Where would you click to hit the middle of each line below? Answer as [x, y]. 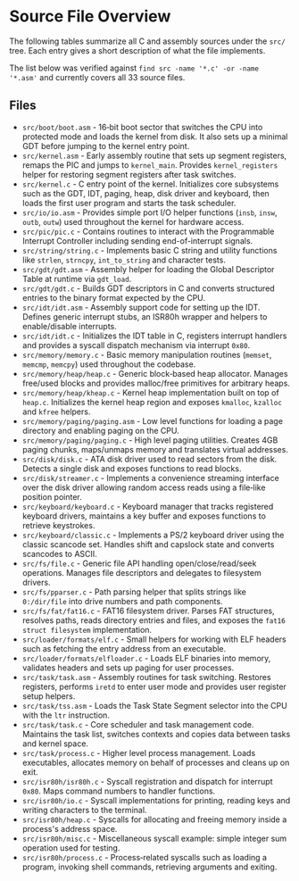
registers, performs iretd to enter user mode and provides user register [154, 686]
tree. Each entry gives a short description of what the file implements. [137, 50]
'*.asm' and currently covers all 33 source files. [97, 77]
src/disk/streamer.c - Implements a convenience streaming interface [150, 478]
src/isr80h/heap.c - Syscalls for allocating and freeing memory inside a [154, 819]
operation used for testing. [71, 848]
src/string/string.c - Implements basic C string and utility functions [149, 250]
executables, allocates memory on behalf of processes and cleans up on [156, 762]
